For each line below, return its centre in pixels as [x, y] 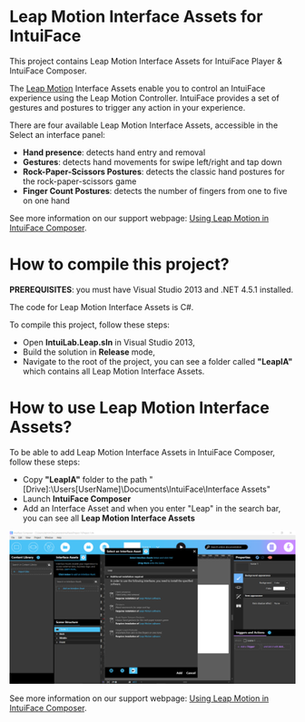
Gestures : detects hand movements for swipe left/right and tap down [152, 161]
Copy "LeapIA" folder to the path [85, 479]
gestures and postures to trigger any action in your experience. [128, 107]
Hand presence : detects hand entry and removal [114, 152]
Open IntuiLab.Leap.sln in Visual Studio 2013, [108, 342]
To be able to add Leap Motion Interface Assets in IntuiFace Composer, [142, 452]
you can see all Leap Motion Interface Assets [108, 518]
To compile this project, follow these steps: [90, 325]
